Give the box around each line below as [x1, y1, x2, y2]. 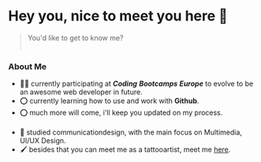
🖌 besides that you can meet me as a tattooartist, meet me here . [19, 145, 231, 154]
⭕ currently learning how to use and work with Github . [19, 96, 199, 105]
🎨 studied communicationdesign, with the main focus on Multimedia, [19, 127, 243, 137]
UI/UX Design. [19, 136, 66, 145]
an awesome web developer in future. [19, 87, 144, 97]
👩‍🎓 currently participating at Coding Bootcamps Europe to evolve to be [19, 79, 254, 89]
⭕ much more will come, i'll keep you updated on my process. [19, 108, 223, 117]
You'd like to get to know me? [27, 33, 124, 42]
